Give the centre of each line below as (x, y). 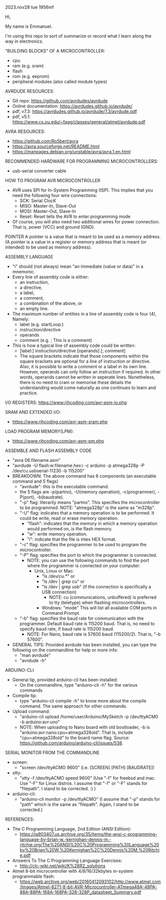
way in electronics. (24, 41)
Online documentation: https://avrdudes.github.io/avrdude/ (72, 106)
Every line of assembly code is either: (50, 277)
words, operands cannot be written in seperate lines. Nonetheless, (87, 377)
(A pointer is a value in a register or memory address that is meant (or (76, 242)
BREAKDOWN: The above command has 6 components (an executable (84, 476)
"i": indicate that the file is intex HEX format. (72, 539)
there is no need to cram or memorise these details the (76, 382)
